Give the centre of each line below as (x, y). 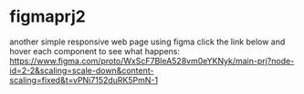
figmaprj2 (48, 17)
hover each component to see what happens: (95, 51)
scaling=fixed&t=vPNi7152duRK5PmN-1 (84, 80)
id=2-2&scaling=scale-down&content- (82, 70)
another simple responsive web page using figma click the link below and (147, 42)
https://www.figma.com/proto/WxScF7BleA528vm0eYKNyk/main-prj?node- (152, 61)
